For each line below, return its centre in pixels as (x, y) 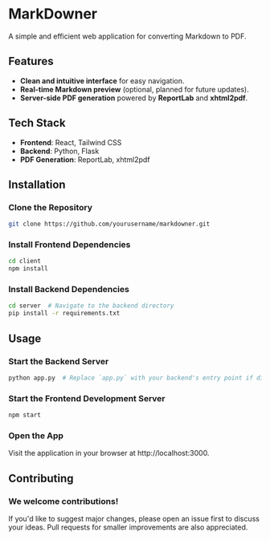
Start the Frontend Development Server (87, 398)
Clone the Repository (51, 207)
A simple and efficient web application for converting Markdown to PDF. (127, 36)
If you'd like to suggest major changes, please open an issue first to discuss (134, 518)
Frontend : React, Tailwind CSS (71, 142)
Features (31, 61)
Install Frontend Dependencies (70, 245)
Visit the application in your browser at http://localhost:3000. (109, 453)
